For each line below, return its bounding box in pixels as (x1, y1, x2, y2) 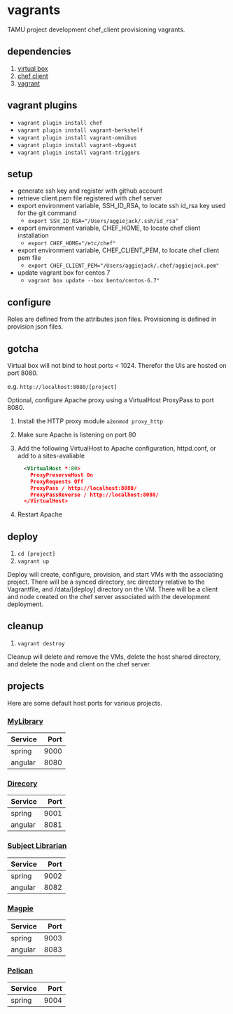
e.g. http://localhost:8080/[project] (7, 383, 118, 390)
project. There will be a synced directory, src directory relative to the (7, 577, 205, 587)
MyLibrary (7, 716, 43, 726)
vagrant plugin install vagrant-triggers (17, 149, 140, 156)
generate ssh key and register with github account (17, 186, 163, 195)
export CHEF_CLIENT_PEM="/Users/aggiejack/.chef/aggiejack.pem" (27, 262, 220, 270)
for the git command (17, 209, 77, 217)
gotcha (7, 343, 39, 355)
